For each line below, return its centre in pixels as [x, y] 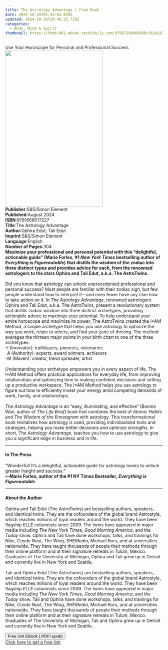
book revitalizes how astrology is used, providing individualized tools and [80, 422]
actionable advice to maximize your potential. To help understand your [78, 316]
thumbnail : [16, 33]
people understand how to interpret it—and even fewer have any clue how [81, 294]
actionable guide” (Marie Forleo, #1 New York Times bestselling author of [83, 257]
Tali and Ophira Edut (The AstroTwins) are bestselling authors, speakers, [79, 573]
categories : [17, 24]
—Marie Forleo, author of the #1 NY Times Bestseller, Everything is [76, 476]
